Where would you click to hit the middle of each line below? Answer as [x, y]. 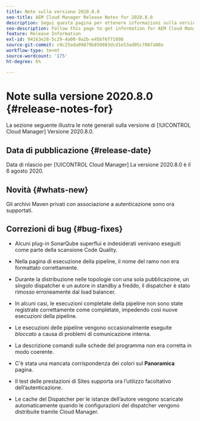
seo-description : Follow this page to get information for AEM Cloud [94, 28]
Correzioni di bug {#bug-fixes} [65, 229]
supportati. [20, 210]
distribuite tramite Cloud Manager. [57, 411]
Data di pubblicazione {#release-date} [79, 150]
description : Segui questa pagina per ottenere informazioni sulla [92, 23]
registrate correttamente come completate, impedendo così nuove [96, 310]
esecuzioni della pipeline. [46, 316]
